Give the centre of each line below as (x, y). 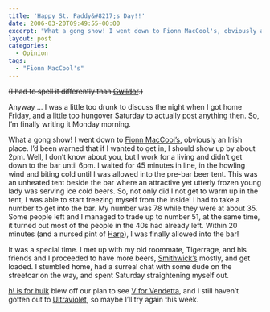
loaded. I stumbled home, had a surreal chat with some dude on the (120, 266)
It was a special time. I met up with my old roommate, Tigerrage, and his (128, 249)
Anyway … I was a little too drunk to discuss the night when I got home (125, 106)
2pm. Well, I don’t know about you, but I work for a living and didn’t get (125, 156)
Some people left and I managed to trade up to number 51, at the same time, (134, 216)
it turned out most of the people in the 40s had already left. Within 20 (123, 225)
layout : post (30, 38)
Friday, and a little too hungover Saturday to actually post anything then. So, (134, 115)
